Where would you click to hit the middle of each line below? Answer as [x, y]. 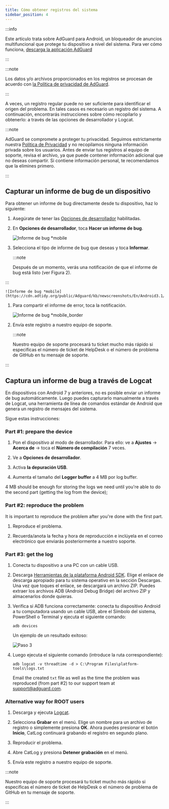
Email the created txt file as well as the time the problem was [76, 678]
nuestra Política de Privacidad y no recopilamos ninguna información [76, 144]
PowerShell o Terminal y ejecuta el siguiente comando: [69, 617]
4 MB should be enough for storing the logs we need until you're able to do [83, 487]
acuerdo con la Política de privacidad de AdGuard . [57, 84]
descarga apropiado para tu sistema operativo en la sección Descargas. [87, 580]
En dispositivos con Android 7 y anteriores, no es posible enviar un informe [83, 393]
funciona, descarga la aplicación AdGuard [49, 49]
